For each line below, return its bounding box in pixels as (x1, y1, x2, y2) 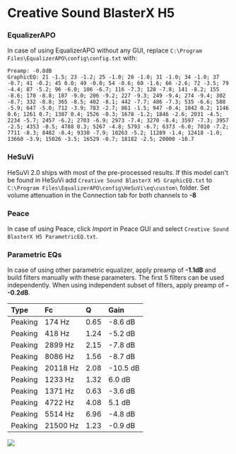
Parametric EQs (7, 250, 62, 259)
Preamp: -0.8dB (7, 67, 52, 75)
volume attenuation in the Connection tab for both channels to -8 (7, 191, 196, 199)
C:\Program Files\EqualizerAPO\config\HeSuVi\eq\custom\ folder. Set (7, 183, 210, 192)
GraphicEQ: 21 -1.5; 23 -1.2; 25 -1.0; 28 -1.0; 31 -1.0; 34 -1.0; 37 (7, 74, 220, 81)
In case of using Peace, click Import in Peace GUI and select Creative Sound (7, 225, 230, 233)
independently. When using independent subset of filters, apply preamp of (7, 281, 225, 290)
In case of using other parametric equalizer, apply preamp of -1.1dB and (7, 266, 216, 274)
